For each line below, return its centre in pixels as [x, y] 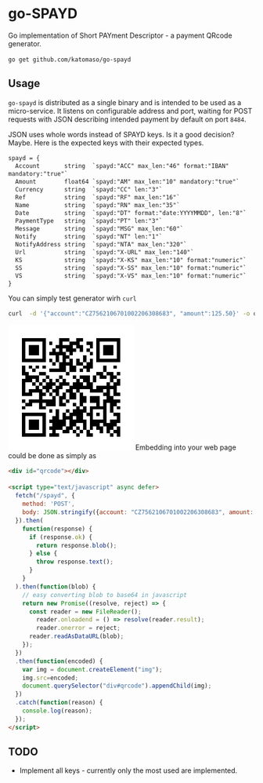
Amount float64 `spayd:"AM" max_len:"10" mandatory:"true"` [128, 181]
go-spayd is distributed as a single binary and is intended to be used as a [125, 102]
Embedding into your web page [186, 447]
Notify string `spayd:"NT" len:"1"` [89, 236]
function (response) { [57, 529]
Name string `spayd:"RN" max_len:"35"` [97, 205]
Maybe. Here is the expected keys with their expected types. [106, 143]
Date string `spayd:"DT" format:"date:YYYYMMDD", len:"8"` [131, 213]
